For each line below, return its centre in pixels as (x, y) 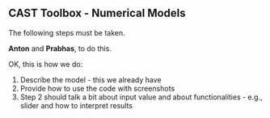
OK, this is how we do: (46, 64)
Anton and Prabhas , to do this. (60, 48)
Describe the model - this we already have (91, 79)
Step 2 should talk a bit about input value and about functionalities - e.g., (141, 97)
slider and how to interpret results (76, 105)
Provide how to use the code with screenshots (97, 88)
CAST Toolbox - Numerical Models (97, 13)
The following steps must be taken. (67, 32)
